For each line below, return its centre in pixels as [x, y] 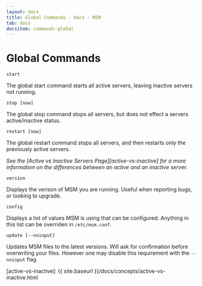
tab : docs [19, 23]
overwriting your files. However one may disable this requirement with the [98, 253]
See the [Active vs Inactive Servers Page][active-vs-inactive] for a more [96, 161]
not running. [21, 92]
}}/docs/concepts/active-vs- [130, 271]
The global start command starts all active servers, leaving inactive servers [99, 85]
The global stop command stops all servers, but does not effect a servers [97, 114]
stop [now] [20, 103]
